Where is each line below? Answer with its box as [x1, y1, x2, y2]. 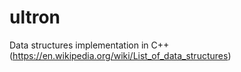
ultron [9, 6, 61, 29]
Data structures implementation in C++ [9, 39, 170, 51]
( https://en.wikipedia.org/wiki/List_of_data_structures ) [9, 49, 232, 61]
